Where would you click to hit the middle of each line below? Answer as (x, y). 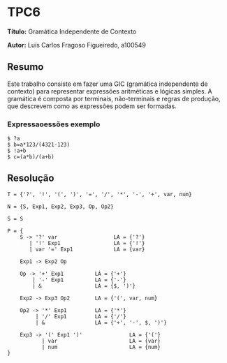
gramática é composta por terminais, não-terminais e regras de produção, (114, 98)
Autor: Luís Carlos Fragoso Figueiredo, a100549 (77, 45)
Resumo (25, 67)
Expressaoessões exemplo (54, 124)
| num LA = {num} (101, 347)
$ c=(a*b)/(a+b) (31, 157)
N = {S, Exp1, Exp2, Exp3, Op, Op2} (60, 207)
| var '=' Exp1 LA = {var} (87, 249)
